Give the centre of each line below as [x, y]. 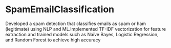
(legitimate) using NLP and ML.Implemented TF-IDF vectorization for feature [86, 29]
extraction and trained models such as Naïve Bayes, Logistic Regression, [82, 34]
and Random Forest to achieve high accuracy [53, 40]
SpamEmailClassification [60, 9]
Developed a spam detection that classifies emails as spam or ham [76, 23]
